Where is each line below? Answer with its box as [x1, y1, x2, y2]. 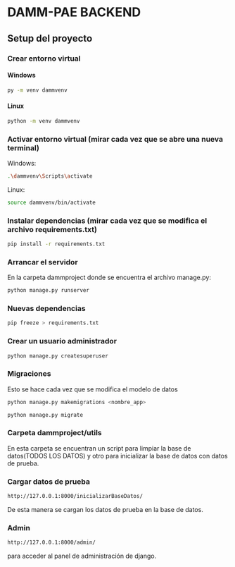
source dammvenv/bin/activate [7, 199, 96, 206]
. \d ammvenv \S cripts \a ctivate [7, 172, 93, 180]
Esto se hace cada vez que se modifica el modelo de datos [7, 385, 178, 394]
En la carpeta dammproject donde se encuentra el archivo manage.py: [7, 273, 211, 282]
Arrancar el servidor [7, 257, 79, 267]
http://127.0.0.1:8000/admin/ [7, 539, 96, 547]
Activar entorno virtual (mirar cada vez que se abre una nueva [7, 134, 224, 144]
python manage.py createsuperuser [7, 352, 109, 360]
